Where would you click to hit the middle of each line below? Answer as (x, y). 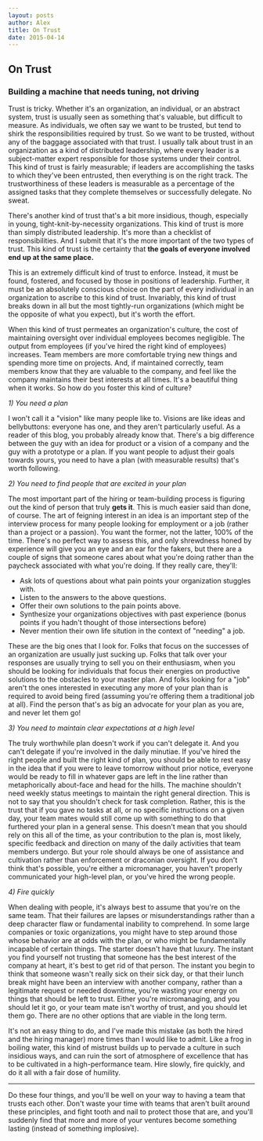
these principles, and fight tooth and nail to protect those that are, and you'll (130, 1111)
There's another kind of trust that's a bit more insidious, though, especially (128, 215)
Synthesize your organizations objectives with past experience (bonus (133, 614)
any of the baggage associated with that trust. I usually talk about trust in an (130, 141)
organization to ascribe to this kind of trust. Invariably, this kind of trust (122, 297)
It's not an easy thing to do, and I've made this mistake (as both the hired (126, 1030)
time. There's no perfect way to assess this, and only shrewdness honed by (130, 540)
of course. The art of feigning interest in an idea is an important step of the (128, 515)
